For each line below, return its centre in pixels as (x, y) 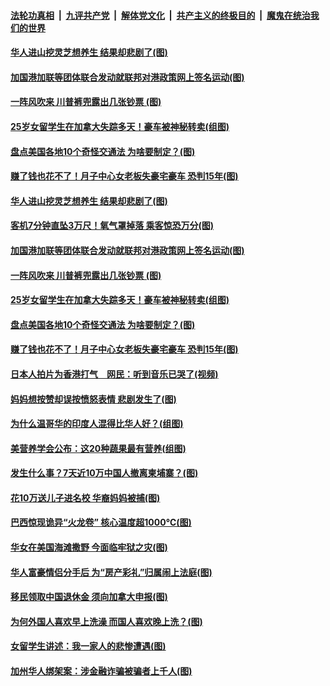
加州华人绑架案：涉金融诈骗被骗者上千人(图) (101, 671)
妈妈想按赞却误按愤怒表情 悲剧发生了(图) (93, 399)
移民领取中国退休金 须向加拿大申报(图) (89, 597)
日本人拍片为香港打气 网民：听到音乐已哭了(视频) (114, 374)
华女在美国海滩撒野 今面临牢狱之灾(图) (89, 547)
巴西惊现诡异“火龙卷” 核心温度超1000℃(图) (101, 522)
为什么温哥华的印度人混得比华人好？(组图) (97, 424)
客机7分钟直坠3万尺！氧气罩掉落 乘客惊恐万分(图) (112, 226)
